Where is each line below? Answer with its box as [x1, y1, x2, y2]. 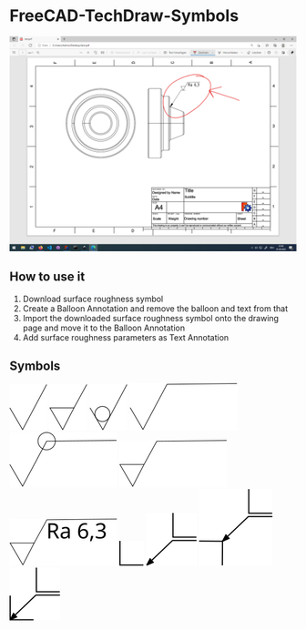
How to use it [9, 269, 86, 285]
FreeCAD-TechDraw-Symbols [9, 5, 240, 26]
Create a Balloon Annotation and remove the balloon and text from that [22, 302, 289, 314]
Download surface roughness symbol [22, 293, 164, 304]
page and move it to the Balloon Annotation [22, 322, 185, 333]
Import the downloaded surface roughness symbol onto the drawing [22, 312, 280, 323]
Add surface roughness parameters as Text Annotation [22, 331, 229, 342]
